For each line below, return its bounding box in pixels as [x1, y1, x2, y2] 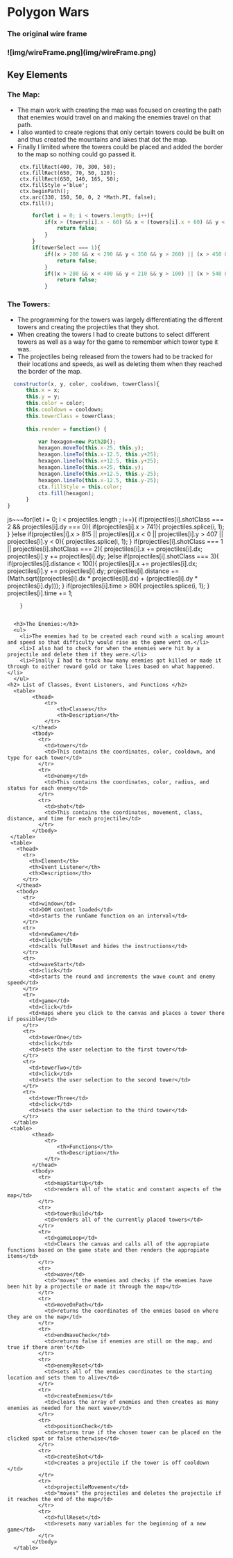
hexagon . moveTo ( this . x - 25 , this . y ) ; [37, 445, 144, 451]
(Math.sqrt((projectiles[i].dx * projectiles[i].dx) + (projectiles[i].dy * [7, 574, 198, 583]
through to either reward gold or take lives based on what [7, 663, 185, 670]
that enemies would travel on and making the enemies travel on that [17, 113, 212, 122]
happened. [187, 663, 216, 670]
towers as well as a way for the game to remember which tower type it [17, 338, 218, 346]
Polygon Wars [7, 4, 90, 20]
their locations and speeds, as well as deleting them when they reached [17, 359, 223, 368]
